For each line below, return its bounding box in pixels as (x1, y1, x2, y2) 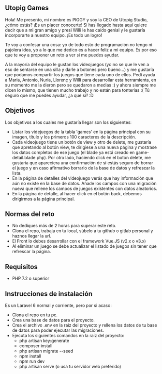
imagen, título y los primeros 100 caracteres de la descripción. (12, 134, 136, 140)
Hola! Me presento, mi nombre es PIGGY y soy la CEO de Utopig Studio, (5, 17, 148, 22)
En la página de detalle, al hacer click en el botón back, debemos (12, 190, 142, 196)
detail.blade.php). (12, 154, 47, 160)
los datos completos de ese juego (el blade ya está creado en (12, 149, 135, 155)
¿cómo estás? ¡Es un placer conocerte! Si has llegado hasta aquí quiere (5, 22, 147, 28)
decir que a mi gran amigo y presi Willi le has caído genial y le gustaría (5, 27, 146, 33)
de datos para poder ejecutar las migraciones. (12, 327, 104, 333)
